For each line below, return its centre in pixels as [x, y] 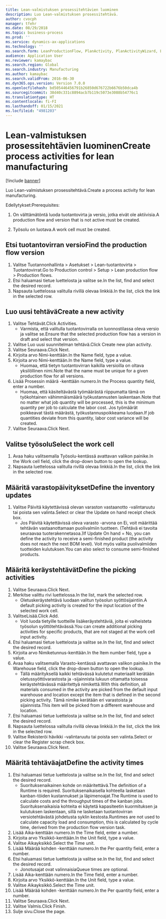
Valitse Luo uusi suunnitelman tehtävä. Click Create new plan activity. [82, 345]
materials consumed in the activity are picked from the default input [89, 689]
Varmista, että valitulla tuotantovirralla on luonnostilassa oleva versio [89, 329]
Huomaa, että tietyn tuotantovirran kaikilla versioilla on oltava [82, 366]
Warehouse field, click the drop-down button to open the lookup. [79, 668]
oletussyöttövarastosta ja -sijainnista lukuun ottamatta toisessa [84, 679]
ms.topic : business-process [34, 33]
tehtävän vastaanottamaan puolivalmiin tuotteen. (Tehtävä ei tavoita [89, 528]
